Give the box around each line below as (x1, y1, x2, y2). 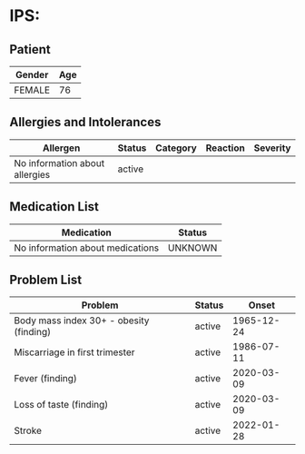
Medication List (9, 199, 100, 214)
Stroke (14, 424, 43, 437)
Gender (15, 69, 49, 81)
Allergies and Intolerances (9, 114, 162, 130)
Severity (253, 142, 291, 154)
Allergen (42, 142, 81, 154)
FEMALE (14, 84, 51, 96)
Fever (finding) (14, 372, 77, 385)
